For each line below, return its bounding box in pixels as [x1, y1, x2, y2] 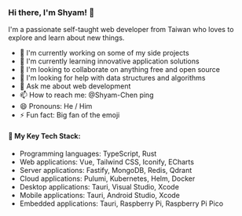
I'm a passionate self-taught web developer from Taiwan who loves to [8, 25, 234, 34]
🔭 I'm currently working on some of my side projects [19, 49, 190, 58]
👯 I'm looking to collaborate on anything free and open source [19, 65, 220, 74]
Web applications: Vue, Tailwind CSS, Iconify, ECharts [19, 157, 195, 167]
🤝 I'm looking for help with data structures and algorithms [19, 74, 206, 83]
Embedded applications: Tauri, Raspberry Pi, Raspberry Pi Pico [19, 199, 224, 208]
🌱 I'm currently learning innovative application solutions [19, 56, 200, 66]
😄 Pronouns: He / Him [19, 102, 93, 111]
